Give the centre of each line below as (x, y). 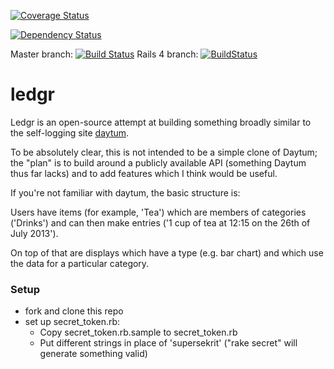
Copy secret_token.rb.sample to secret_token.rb (138, 332)
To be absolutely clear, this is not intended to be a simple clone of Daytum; (164, 152)
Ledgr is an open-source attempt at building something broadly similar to (161, 122)
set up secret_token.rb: (72, 322)
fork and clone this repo (74, 311)
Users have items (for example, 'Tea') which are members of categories (158, 212)
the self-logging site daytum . (70, 132)
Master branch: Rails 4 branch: (104, 54)
